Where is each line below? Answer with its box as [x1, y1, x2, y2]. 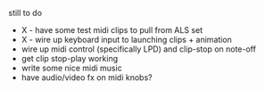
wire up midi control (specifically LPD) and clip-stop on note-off [21, 44, 256, 54]
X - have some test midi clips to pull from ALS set [21, 25, 203, 35]
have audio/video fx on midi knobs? [21, 72, 153, 83]
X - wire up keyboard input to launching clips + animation [21, 35, 233, 45]
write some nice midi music [21, 62, 122, 73]
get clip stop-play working [21, 53, 119, 63]
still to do [8, 8, 42, 18]
